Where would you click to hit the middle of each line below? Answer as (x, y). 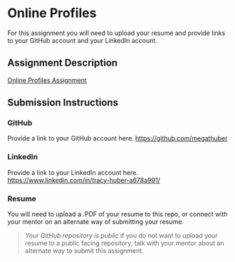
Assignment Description (63, 63)
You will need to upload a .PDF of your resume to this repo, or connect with (117, 214)
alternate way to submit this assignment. (84, 251)
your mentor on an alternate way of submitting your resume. (95, 222)
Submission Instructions (63, 102)
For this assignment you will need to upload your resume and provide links (116, 33)
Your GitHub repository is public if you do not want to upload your (121, 236)
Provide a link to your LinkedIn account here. (73, 172)
